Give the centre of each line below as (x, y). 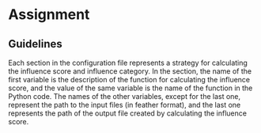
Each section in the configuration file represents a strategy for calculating (128, 63)
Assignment (49, 15)
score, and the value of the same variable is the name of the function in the (130, 88)
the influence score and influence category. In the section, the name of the (130, 71)
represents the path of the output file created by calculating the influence (128, 113)
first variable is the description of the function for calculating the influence (129, 80)
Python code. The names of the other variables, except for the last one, (125, 96)
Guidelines (35, 44)
